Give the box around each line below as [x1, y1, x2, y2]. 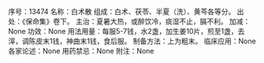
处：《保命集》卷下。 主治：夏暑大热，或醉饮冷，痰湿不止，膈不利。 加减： [8, 17, 251, 26]
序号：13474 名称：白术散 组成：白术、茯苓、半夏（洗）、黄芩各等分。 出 [8, 7, 244, 16]
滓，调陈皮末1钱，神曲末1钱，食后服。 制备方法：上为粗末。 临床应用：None [8, 36, 256, 46]
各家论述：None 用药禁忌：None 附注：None [8, 46, 155, 55]
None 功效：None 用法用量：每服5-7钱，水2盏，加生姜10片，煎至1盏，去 [8, 27, 245, 35]
